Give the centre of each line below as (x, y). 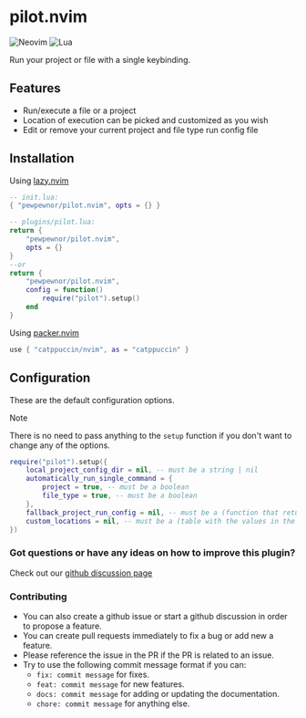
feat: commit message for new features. (110, 684)
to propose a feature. (62, 626)
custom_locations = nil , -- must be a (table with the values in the (161, 521)
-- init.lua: (34, 197)
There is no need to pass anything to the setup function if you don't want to (151, 435)
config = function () (65, 290)
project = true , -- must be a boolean (116, 487)
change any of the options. (60, 445)
